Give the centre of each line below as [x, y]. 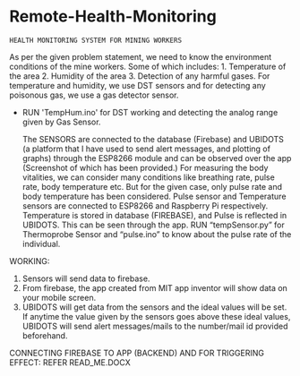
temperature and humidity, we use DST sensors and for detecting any [137, 85]
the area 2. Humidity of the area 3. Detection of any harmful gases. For [140, 76]
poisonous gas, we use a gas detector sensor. [94, 95]
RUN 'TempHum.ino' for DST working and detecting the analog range [150, 112]
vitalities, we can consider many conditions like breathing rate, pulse [148, 177]
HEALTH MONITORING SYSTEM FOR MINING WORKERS [95, 40]
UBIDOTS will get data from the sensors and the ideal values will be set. [154, 307]
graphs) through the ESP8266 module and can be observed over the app [157, 158]
